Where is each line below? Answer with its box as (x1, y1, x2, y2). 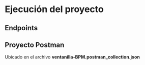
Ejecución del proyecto (5, 4, 104, 15)
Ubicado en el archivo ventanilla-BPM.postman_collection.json (5, 54, 140, 60)
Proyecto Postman (5, 40, 65, 49)
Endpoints (5, 24, 38, 32)
